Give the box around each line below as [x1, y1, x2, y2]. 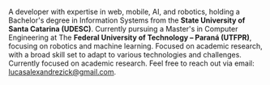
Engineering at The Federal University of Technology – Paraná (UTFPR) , [8, 32, 252, 42]
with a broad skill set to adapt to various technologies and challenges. [8, 50, 242, 59]
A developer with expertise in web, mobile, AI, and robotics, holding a [8, 7, 241, 16]
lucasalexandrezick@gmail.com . [8, 67, 117, 76]
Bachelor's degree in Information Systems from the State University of [8, 15, 246, 25]
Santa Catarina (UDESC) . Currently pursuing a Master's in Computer [8, 24, 238, 33]
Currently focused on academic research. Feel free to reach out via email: [8, 58, 255, 68]
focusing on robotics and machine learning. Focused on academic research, [8, 41, 263, 51]
